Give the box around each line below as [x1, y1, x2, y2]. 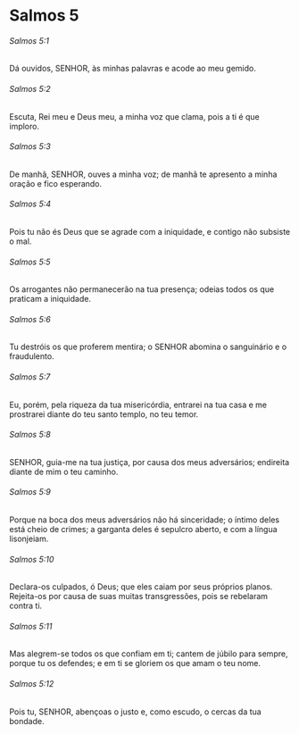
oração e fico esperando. [9, 178, 103, 188]
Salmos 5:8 [9, 430, 51, 440]
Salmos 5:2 [9, 83, 51, 94]
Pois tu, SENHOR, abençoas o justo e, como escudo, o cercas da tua [9, 706, 262, 717]
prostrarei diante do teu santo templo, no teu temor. [9, 408, 199, 420]
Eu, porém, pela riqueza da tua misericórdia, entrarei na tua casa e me [9, 399, 268, 410]
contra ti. [9, 600, 43, 612]
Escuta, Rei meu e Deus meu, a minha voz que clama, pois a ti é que [9, 111, 261, 121]
